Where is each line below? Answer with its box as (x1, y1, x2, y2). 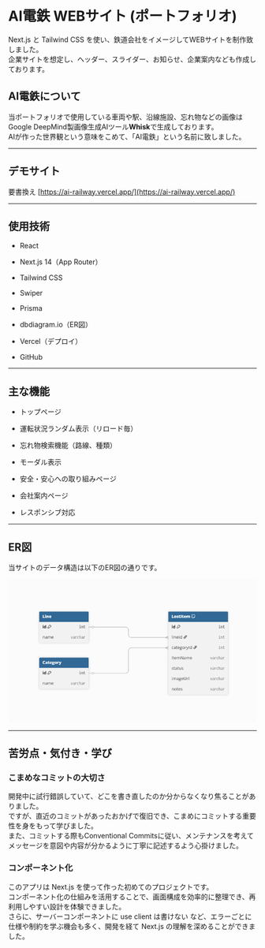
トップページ (19, 407, 62, 416)
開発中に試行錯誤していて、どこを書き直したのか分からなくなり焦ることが (8, 792, 250, 801)
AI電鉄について (8, 90, 81, 103)
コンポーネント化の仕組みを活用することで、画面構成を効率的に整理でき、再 (8, 892, 256, 901)
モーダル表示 (19, 457, 62, 467)
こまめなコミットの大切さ (8, 772, 106, 783)
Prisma (19, 304, 43, 313)
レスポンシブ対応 (19, 508, 76, 517)
